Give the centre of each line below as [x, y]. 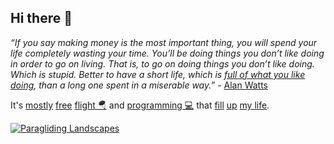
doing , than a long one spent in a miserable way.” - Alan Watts [139, 85]
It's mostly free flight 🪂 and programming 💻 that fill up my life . [140, 105]
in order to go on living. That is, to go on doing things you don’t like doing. [162, 63]
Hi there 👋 [41, 18]
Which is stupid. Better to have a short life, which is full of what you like [158, 74]
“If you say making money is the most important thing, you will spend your [164, 42]
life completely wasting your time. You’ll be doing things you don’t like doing [167, 53]
